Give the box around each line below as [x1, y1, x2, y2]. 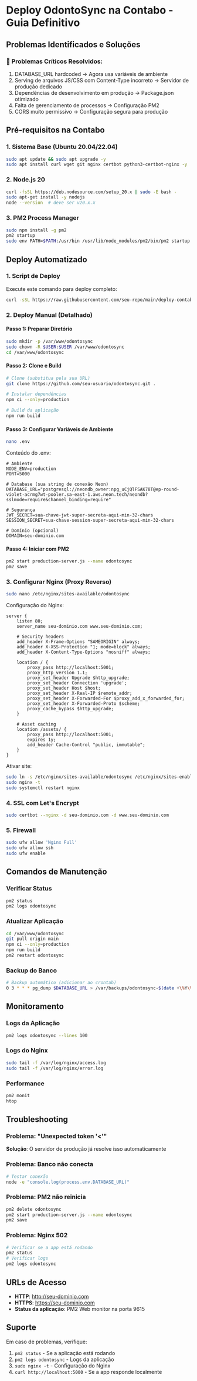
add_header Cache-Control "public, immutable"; [27, 742, 145, 748]
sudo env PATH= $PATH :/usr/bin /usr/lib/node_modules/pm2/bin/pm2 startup [6, 238, 191, 244]
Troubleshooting [6, 1114, 69, 1125]
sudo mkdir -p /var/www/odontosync [6, 338, 93, 345]
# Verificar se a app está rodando [6, 1244, 93, 1250]
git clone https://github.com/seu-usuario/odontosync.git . [6, 380, 157, 386]
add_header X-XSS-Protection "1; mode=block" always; [16, 644, 151, 650]
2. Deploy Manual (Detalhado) [6, 310, 93, 319]
